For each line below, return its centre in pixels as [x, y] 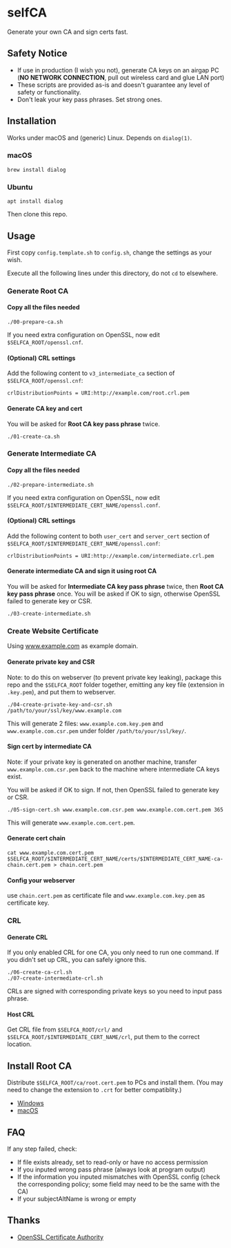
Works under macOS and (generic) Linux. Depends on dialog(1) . [100, 138]
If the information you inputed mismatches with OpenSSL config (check [119, 1177]
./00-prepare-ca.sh [35, 322]
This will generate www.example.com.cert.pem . [71, 823]
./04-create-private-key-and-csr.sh [60, 705]
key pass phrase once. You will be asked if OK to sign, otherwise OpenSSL [114, 594]
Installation [32, 121]
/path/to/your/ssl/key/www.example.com [64, 711]
